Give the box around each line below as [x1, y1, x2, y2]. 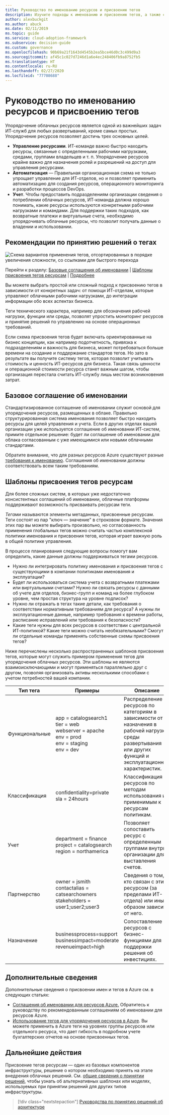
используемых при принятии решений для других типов [5, 1083, 127, 1089]
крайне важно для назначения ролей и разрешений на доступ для [12, 159, 156, 165]
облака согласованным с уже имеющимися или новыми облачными [5, 437, 153, 443]
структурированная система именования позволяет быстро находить [5, 415, 156, 422]
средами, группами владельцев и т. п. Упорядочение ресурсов [12, 154, 149, 160]
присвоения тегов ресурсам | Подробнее [5, 272, 95, 278]
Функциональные [8, 730, 51, 737]
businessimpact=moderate [55, 937, 119, 944]
